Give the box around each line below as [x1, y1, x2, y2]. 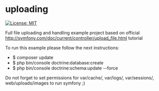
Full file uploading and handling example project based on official [5, 29, 140, 35]
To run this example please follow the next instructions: [5, 44, 119, 50]
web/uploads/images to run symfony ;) [5, 80, 85, 86]
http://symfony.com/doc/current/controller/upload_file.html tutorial [5, 35, 143, 41]
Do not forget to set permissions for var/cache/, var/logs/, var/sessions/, [5, 74, 154, 80]
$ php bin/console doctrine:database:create [12, 59, 104, 65]
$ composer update [12, 54, 54, 60]
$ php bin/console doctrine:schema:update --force [12, 65, 118, 71]
